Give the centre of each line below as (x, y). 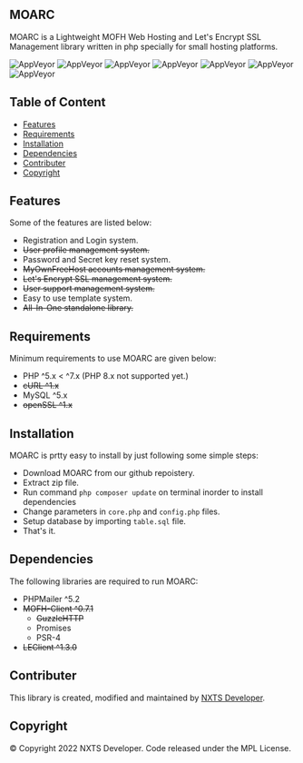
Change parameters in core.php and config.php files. (121, 511)
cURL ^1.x (41, 386)
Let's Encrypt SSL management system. (97, 279)
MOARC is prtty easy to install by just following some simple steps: (134, 456)
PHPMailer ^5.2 (51, 599)
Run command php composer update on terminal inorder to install (142, 492)
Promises (54, 628)
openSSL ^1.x (47, 405)
